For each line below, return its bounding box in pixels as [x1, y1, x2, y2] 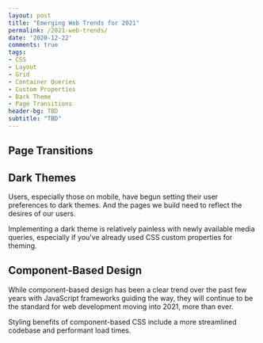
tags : [8, 48, 26, 56]
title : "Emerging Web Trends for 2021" [8, 19, 140, 27]
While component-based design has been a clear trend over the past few [8, 284, 247, 294]
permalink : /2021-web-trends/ [8, 26, 109, 34]
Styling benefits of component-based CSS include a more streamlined [8, 317, 238, 326]
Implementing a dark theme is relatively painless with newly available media [8, 224, 255, 234]
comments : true [8, 41, 59, 49]
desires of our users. [8, 209, 76, 219]
